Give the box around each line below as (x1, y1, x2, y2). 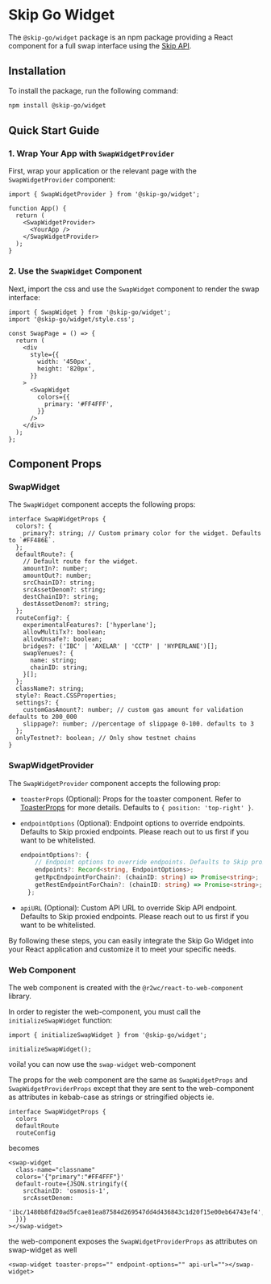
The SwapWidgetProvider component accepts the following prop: (8, 778, 221, 788)
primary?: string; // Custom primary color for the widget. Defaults (23, 529, 262, 537)
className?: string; (15, 684, 85, 693)
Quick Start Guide (8, 123, 100, 138)
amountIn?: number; (23, 565, 89, 573)
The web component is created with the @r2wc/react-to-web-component (8, 983, 244, 993)
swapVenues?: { (23, 650, 74, 658)
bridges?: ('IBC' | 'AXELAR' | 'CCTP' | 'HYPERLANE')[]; (23, 642, 219, 650)
